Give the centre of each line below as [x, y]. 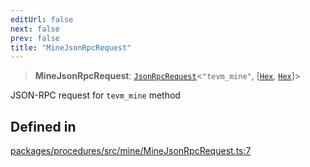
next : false [35, 29]
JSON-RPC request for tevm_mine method [95, 95]
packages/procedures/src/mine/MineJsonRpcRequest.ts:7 [131, 151]
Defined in [43, 126]
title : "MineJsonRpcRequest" [71, 47]
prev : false [35, 38]
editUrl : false [42, 19]
